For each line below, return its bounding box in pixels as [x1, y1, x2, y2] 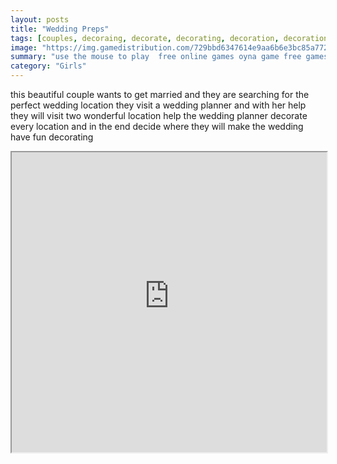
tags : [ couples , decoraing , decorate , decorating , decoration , [10, 33, 280, 43]
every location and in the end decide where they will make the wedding [10, 121, 304, 132]
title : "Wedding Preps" [10, 24, 110, 34]
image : [10, 42, 38, 53]
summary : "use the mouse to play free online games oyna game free [10, 52, 302, 62]
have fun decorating [10, 131, 94, 143]
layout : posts [10, 14, 70, 25]
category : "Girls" [10, 61, 87, 71]
